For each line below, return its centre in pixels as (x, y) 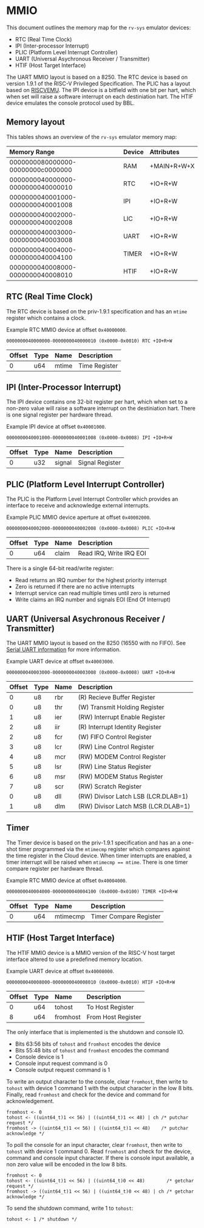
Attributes (165, 152)
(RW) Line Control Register (116, 747)
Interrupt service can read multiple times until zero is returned (92, 593)
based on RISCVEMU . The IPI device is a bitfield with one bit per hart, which (101, 90)
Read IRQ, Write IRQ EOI (112, 554)
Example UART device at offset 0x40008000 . (60, 971)
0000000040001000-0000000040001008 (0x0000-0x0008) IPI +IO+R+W (89, 438)
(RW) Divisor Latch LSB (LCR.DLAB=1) (133, 796)
